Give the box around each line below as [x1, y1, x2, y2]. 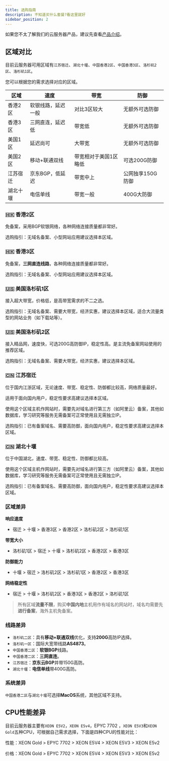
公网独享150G [123, 170, 157, 177]
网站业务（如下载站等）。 [14, 315, 65, 321]
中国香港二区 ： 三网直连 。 [12, 653, 62, 659]
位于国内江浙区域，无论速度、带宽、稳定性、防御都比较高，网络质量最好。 [5, 384, 159, 390]
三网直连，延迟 [30, 119, 65, 126]
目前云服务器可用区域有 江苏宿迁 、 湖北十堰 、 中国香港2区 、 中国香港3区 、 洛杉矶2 [5, 62, 157, 68]
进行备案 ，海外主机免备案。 [17, 608, 75, 614]
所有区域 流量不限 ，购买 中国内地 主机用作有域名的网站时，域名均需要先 [17, 601, 163, 607]
